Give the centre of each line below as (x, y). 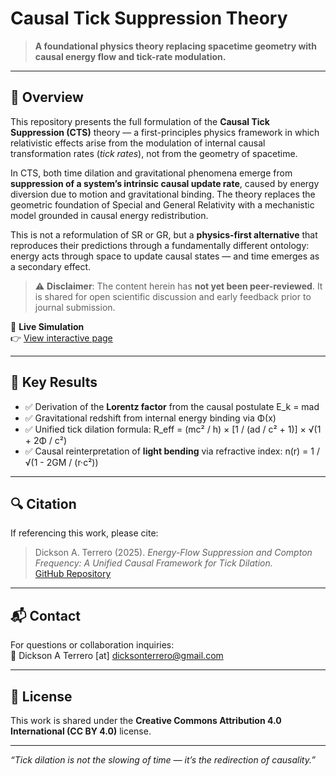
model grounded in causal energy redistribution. (109, 215)
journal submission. (75, 307)
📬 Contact (45, 615)
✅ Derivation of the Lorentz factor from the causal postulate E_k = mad (172, 406)
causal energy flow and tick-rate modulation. (130, 56)
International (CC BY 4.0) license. (81, 731)
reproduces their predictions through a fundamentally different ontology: (160, 245)
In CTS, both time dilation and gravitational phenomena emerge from (151, 173)
